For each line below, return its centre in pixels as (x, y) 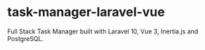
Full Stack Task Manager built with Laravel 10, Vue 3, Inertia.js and (103, 31)
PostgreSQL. (26, 38)
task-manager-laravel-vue (86, 12)
